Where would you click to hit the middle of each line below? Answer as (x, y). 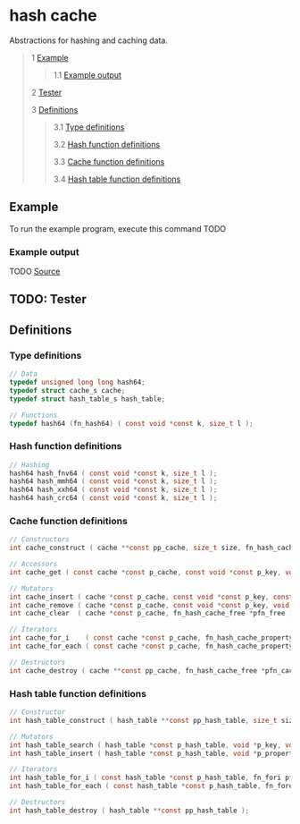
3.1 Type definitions (89, 127)
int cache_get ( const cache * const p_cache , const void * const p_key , (145, 572)
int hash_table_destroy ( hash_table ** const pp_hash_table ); (129, 811)
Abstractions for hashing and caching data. (88, 40)
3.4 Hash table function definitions (117, 179)
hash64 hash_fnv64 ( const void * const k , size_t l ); (113, 473)
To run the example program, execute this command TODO (118, 228)
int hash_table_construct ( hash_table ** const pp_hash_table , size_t (143, 720)
